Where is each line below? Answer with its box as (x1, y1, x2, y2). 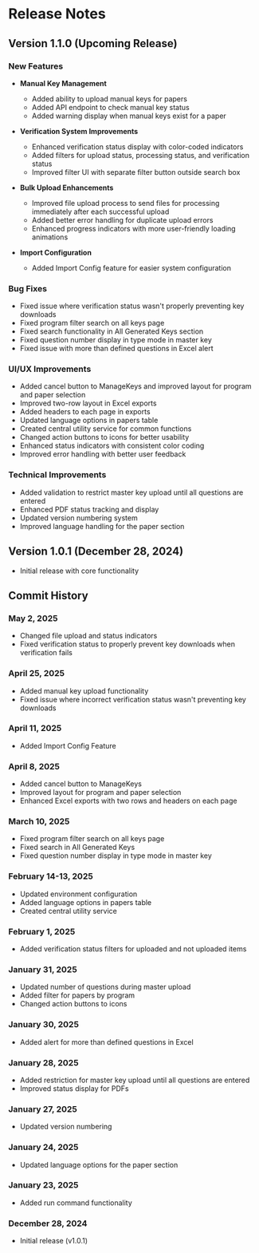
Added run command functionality (19, 1198, 133, 1208)
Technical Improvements (8, 469, 107, 480)
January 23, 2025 (8, 1180, 79, 1191)
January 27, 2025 (8, 1103, 77, 1114)
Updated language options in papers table (19, 416, 159, 425)
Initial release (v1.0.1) (19, 1236, 88, 1246)
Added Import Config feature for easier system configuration (31, 263, 231, 272)
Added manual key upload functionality (19, 686, 149, 695)
